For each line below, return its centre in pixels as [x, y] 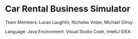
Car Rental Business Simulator [68, 9]
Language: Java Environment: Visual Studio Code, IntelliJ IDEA [68, 31]
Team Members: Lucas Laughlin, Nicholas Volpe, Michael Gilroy [69, 22]
